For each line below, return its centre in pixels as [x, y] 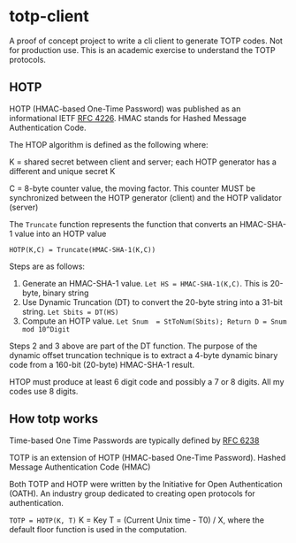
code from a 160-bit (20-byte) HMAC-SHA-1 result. [102, 364]
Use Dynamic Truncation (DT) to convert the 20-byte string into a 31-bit [152, 302]
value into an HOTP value [61, 233]
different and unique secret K [62, 171]
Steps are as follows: [47, 266]
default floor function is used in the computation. [98, 529]
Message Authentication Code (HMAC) [80, 467]
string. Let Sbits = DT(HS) [70, 311]
